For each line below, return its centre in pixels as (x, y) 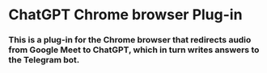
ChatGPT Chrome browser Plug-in (125, 15)
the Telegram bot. (44, 60)
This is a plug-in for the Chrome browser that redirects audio (130, 40)
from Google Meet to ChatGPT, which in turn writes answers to (134, 50)
